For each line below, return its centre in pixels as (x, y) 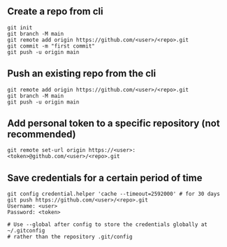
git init (20, 27)
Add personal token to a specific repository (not (113, 123)
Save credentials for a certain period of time (105, 178)
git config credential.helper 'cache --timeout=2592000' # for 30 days (113, 194)
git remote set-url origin (46, 150)
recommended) (42, 135)
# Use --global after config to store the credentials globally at (108, 225)
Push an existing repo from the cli (82, 74)
